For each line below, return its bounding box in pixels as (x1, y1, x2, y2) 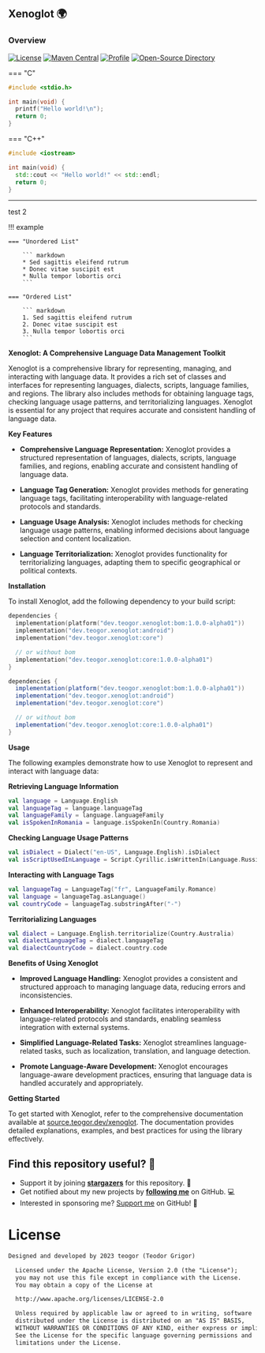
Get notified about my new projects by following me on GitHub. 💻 (19, 1187, 235, 1196)
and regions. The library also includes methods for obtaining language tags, (8, 389, 255, 398)
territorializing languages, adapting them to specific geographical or (19, 558, 241, 567)
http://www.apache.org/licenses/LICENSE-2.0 (15, 1295, 164, 1303)
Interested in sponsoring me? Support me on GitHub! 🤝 (19, 1198, 198, 1208)
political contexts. (19, 566, 77, 576)
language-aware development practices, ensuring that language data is (19, 1070, 252, 1080)
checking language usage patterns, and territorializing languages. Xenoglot (8, 397, 253, 407)
